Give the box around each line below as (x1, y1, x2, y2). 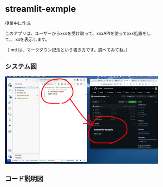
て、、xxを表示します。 (5, 36, 50, 42)
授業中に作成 (5, 20, 31, 26)
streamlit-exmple (5, 3, 76, 15)
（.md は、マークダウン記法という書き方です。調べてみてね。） (5, 47, 130, 52)
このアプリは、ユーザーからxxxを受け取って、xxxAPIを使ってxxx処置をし (5, 30, 151, 36)
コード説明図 (5, 174, 44, 183)
